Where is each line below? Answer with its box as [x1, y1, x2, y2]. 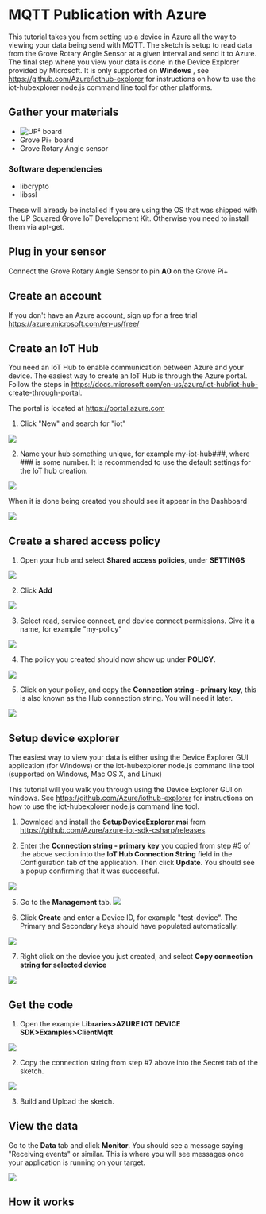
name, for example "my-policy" [19, 624, 122, 634]
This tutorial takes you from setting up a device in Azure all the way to [8, 32, 237, 41]
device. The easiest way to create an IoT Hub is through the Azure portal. [8, 371, 248, 381]
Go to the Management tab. [19, 898, 112, 907]
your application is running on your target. [8, 1158, 145, 1167]
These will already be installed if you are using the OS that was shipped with [8, 205, 258, 215]
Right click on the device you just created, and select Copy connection [19, 952, 253, 961]
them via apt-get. [8, 222, 65, 232]
